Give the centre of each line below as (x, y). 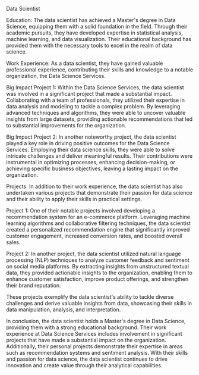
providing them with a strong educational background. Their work (86, 327)
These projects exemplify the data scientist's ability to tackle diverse (90, 297)
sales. (13, 242)
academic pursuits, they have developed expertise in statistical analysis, (94, 33)
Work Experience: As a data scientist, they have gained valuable (85, 63)
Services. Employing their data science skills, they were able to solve (91, 149)
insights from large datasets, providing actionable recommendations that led (99, 119)
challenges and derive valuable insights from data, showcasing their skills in (99, 303)
